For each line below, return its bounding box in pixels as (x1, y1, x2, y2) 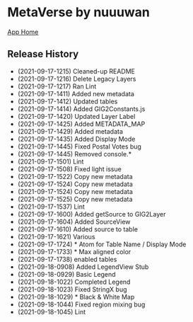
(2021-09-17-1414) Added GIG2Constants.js (17, 104, 146, 113)
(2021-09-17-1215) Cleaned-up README (17, 67, 136, 75)
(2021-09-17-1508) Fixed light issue (17, 164, 122, 173)
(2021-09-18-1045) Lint (17, 307, 86, 316)
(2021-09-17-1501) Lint (17, 157, 84, 166)
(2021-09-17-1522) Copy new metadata (17, 172, 133, 180)
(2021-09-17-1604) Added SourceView (17, 217, 131, 226)
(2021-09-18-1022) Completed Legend (17, 277, 131, 286)
